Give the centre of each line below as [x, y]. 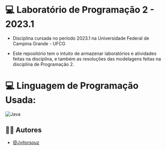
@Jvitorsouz [26, 142]
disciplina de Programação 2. [43, 64]
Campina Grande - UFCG [39, 43]
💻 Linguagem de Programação [72, 86]
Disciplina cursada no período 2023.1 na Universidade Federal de [81, 38]
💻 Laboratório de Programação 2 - [80, 10]
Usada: [21, 100]
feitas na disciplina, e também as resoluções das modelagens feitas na [87, 58]
